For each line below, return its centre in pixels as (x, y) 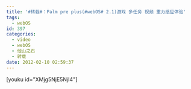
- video (21, 40)
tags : (13, 17)
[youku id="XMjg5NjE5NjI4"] (42, 79)
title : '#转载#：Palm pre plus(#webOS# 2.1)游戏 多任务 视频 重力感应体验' (96, 12)
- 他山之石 (23, 51)
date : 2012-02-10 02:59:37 (40, 62)
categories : (21, 34)
